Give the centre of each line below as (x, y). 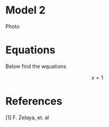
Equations (31, 50)
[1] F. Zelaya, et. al (27, 117)
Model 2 (26, 10)
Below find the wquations (36, 66)
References (34, 102)
